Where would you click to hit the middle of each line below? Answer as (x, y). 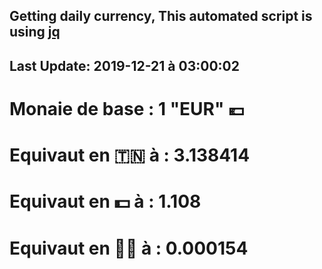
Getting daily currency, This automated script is (161, 16)
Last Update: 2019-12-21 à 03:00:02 (124, 65)
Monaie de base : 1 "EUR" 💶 (127, 108)
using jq (35, 32)
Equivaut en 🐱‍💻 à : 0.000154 (129, 248)
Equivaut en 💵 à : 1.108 (105, 201)
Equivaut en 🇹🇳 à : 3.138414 (130, 155)
